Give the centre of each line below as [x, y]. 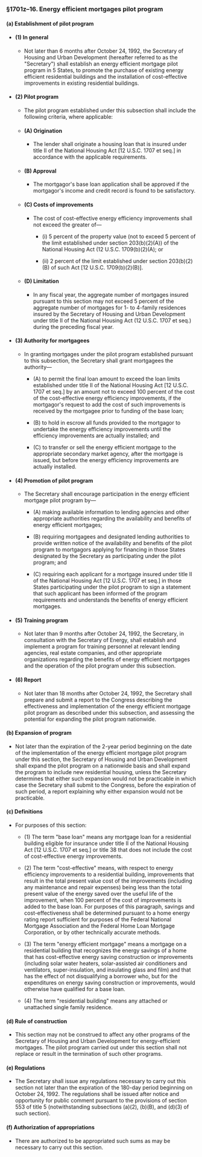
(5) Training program [41, 620]
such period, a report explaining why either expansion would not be [99, 791]
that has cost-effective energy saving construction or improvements [109, 956]
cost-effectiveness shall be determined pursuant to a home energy [107, 913]
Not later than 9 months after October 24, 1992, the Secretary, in [104, 634]
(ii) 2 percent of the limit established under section [105, 261]
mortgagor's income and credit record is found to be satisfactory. [114, 191]
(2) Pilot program [37, 97]
